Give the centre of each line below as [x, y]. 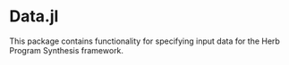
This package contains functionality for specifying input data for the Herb [144, 41]
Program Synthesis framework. [66, 50]
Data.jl [34, 16]
